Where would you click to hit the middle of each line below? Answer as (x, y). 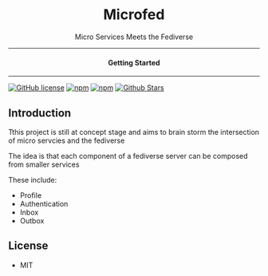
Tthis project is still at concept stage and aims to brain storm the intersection (134, 132)
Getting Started (134, 62)
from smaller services (44, 164)
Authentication (44, 203)
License (28, 246)
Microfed (134, 15)
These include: (33, 179)
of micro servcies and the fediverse (67, 140)
